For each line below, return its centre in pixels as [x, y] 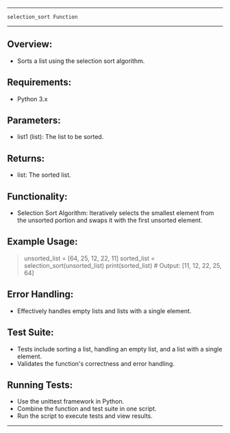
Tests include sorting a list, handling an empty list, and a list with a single [119, 349]
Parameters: [34, 121]
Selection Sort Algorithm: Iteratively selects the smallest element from [115, 213]
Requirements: [39, 83]
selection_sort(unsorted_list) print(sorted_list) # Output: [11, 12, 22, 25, [123, 265]
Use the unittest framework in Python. [71, 401]
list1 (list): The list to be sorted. [60, 137]
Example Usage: [42, 242]
